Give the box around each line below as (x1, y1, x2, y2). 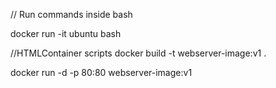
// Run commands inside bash (10, 9, 133, 20)
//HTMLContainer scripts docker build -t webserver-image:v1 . (10, 47, 267, 59)
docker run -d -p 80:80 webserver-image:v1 (10, 67, 193, 78)
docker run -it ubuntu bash (10, 28, 122, 39)
